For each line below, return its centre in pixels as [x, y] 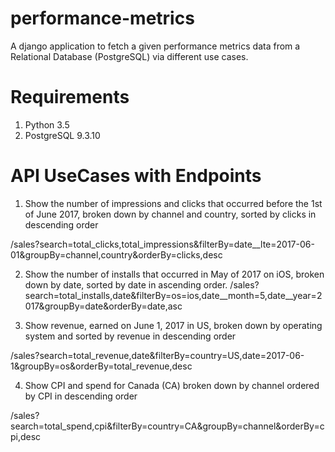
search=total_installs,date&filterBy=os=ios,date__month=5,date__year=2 [173, 295]
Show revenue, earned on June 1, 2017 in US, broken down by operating [173, 325]
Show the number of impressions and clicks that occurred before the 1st [173, 203]
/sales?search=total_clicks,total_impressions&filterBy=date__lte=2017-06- [162, 244]
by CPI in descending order [81, 396]
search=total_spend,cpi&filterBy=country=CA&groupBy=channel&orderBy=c [167, 426]
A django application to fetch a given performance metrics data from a [155, 46]
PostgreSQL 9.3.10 [62, 135]
